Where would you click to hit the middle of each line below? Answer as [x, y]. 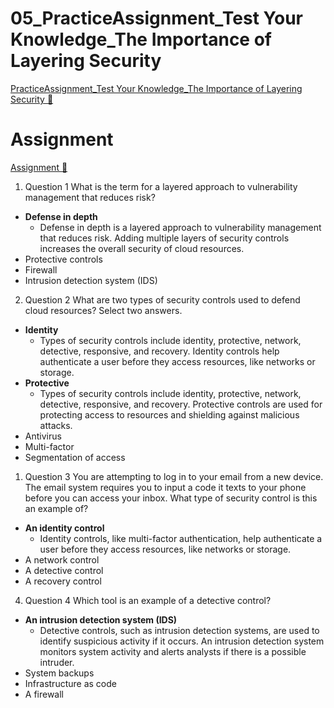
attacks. [56, 425]
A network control [62, 559]
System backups [59, 673]
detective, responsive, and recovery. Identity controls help [159, 351]
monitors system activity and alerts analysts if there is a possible [173, 651]
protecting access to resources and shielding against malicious [169, 414]
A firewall [44, 694]
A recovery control [63, 581]
